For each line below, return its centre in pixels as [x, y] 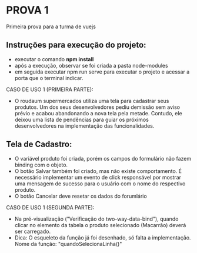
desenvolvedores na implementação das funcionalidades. [84, 126]
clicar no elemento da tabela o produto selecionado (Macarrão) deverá [100, 225]
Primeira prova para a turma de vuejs [51, 26]
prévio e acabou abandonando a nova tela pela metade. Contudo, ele [98, 113]
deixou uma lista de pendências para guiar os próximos [81, 119]
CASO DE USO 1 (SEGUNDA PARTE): [50, 207]
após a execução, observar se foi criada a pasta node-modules [91, 65]
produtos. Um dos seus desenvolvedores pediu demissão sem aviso [97, 107]
